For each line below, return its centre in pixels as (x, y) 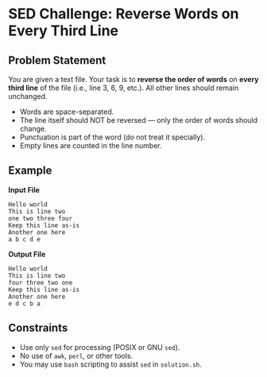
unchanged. (28, 96)
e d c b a (25, 304)
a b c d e (25, 239)
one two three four (41, 218)
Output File (27, 254)
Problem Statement (57, 60)
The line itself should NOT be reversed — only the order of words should (139, 120)
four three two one (41, 283)
